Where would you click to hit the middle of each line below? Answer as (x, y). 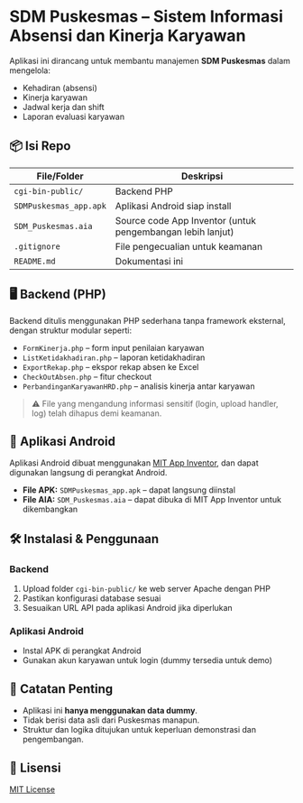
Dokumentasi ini (149, 261)
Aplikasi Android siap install (173, 206)
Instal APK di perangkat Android (82, 651)
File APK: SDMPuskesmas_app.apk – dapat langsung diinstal (129, 490)
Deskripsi (202, 176)
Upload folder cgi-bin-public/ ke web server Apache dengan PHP (146, 589)
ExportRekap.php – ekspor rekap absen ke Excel (110, 366)
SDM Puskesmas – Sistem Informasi (147, 17)
